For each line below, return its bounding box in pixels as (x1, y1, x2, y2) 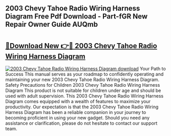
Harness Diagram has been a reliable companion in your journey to (5, 109, 146, 115)
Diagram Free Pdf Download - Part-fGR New (5, 12, 148, 21)
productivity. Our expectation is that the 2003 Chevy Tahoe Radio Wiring (5, 104, 159, 110)
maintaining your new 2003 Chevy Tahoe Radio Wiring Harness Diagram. (5, 76, 160, 83)
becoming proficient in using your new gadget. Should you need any (5, 115, 150, 121)
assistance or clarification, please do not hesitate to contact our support (5, 120, 158, 126)
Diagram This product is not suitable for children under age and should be (5, 87, 161, 93)
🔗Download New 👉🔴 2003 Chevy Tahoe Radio (5, 41, 157, 50)
